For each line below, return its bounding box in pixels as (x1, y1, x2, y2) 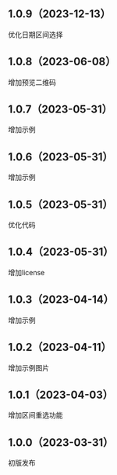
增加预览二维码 (8, 77, 56, 87)
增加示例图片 (8, 363, 49, 372)
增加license (8, 267, 45, 277)
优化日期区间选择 (8, 30, 63, 39)
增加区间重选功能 (8, 411, 63, 420)
